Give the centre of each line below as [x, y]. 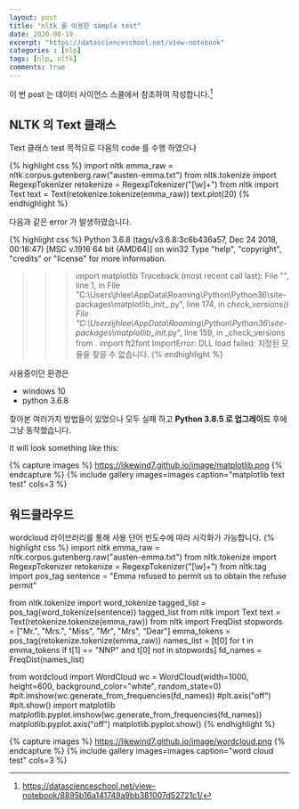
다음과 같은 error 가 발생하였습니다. [70, 222]
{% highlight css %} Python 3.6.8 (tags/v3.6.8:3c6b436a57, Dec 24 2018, [144, 240]
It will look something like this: [65, 448]
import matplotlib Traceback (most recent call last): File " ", [182, 276]
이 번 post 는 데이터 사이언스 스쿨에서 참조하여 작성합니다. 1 [111, 93]
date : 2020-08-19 [41, 34]
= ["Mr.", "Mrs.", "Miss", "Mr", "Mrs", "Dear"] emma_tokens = [120, 631]
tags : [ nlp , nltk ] [43, 59]
